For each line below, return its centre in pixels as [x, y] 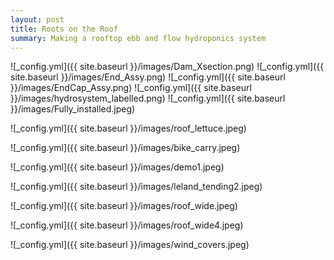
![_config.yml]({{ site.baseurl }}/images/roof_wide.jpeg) [124, 206]
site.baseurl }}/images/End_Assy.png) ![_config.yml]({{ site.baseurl [148, 77]
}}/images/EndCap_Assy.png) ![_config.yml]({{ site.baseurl [131, 88]
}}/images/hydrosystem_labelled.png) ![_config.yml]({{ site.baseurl [148, 98]
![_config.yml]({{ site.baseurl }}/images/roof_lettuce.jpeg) [128, 128]
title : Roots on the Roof [64, 29]
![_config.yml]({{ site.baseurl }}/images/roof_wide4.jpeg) [127, 225]
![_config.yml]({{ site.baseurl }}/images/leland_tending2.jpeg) [136, 187]
